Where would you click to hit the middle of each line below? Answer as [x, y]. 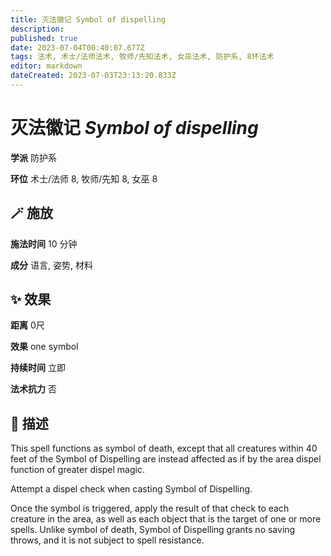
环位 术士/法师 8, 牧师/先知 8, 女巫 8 [84, 178]
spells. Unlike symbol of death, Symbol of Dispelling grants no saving [153, 530]
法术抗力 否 [33, 389]
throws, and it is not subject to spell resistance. [107, 540]
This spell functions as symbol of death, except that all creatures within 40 [164, 448]
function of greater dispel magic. [77, 470]
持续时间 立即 [38, 368]
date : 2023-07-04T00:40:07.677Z [77, 47]
